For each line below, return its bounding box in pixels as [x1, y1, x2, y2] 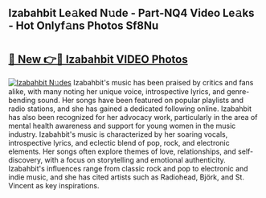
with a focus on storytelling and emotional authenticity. [43, 155, 227, 164]
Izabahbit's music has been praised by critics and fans [73, 78, 254, 87]
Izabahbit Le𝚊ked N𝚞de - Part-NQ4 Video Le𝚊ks [8, 6, 255, 20]
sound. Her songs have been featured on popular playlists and [37, 96, 243, 105]
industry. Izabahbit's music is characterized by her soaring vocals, [8, 130, 228, 139]
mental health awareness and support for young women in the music [8, 121, 236, 130]
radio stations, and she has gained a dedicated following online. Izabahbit [8, 104, 252, 113]
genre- [226, 87, 250, 96]
